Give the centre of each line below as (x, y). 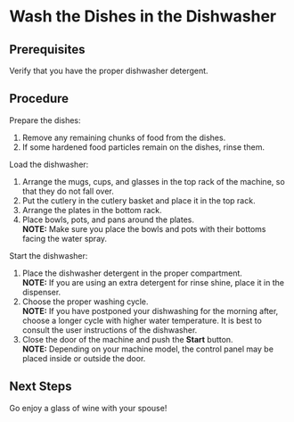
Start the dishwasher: (49, 255)
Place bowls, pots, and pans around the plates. (108, 219)
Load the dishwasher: (49, 164)
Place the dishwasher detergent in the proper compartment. (132, 273)
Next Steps (41, 387)
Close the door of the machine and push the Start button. (127, 339)
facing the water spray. (65, 238)
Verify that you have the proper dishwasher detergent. (109, 70)
